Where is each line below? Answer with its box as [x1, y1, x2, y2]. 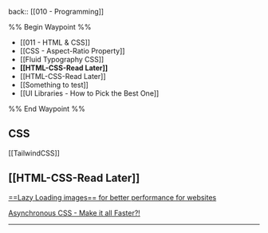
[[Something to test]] [19, 80, 89, 89]
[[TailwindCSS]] [8, 148, 60, 158]
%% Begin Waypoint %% [8, 22, 92, 31]
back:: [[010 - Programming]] [8, 7, 104, 16]
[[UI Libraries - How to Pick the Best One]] [19, 89, 160, 98]
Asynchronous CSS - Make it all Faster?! [8, 207, 141, 218]
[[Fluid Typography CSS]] [19, 55, 104, 64]
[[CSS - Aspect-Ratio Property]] [19, 46, 125, 55]
